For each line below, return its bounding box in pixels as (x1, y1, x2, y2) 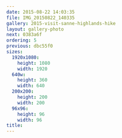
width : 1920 (17, 65, 48, 72)
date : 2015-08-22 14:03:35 (6, 9, 75, 15)
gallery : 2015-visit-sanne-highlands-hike (6, 20, 116, 26)
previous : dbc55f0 (6, 43, 53, 49)
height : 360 (17, 77, 48, 83)
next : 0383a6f (6, 32, 43, 38)
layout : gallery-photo (6, 26, 64, 32)
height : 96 (17, 111, 45, 117)
